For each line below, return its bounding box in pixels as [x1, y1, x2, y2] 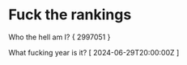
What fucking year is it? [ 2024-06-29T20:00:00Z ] [8, 47, 180, 57]
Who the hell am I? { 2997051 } [8, 32, 111, 42]
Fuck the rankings [8, 6, 132, 24]
